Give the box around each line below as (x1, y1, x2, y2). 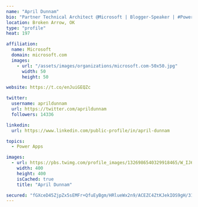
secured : (6, 192, 28, 198)
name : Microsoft (11, 46, 51, 53)
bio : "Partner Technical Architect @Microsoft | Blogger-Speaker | (6, 14, 176, 20)
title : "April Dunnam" (16, 182, 72, 188)
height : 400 (16, 171, 46, 176)
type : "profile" (6, 25, 46, 31)
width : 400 (16, 165, 44, 171)
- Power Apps (11, 143, 44, 150)
